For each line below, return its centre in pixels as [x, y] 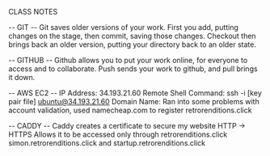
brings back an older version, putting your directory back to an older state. [133, 44]
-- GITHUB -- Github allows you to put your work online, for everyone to [128, 60]
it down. [22, 77]
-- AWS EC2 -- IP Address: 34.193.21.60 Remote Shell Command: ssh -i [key [135, 93]
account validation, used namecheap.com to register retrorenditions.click [130, 110]
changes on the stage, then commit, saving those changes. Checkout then [132, 36]
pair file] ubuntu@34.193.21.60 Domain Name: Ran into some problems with [134, 101]
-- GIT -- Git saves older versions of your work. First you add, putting [123, 27]
